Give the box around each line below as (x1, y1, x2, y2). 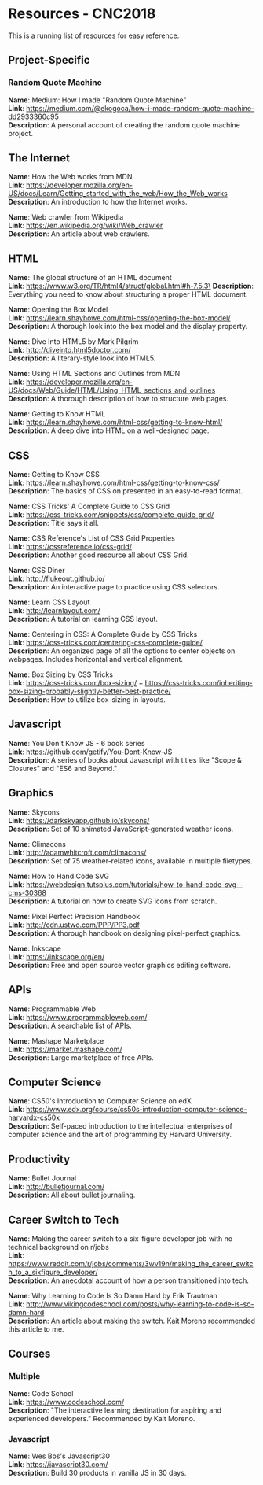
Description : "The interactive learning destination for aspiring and (8, 1406, 222, 1415)
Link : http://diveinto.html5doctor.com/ (8, 345, 131, 355)
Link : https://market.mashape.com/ (8, 1044, 122, 1054)
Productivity (8, 1152, 71, 1165)
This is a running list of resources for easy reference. (8, 31, 180, 40)
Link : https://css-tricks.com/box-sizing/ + (8, 678, 144, 688)
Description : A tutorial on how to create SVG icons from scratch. (8, 896, 217, 906)
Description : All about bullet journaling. (8, 1190, 136, 1200)
